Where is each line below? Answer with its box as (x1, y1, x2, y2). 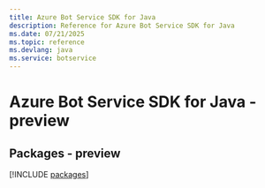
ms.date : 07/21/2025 (9, 29, 86, 38)
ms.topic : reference (9, 37, 86, 47)
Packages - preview (9, 146, 121, 161)
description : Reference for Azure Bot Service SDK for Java (9, 21, 236, 30)
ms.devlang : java (9, 46, 73, 55)
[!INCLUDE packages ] (9, 169, 89, 179)
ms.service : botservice (9, 54, 97, 63)
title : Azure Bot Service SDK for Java (9, 12, 156, 22)
